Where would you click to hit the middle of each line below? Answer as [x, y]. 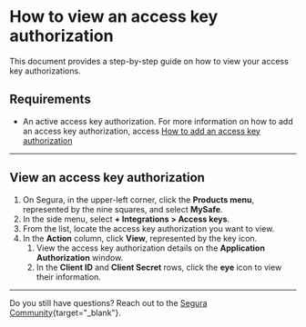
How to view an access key [114, 17]
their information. [69, 277]
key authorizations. [45, 71]
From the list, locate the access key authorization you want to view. [148, 228]
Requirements [50, 99]
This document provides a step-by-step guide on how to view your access [149, 61]
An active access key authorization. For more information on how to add [158, 121]
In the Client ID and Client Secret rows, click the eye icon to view [159, 267]
